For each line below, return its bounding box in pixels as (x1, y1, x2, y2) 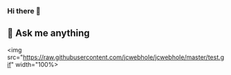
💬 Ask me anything (7, 28, 90, 39)
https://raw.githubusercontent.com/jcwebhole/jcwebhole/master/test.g (23, 53, 225, 61)
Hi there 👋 (7, 6, 41, 16)
